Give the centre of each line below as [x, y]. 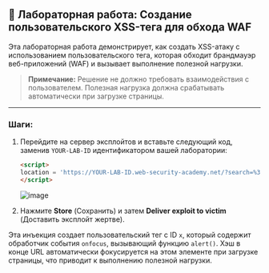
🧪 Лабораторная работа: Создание [100, 15]
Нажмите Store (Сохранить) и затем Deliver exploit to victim [123, 211]
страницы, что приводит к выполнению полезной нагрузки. [110, 260]
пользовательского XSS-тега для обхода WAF [130, 28]
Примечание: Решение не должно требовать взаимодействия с [139, 79]
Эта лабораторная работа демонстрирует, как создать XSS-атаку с [124, 46]
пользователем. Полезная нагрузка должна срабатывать [126, 87]
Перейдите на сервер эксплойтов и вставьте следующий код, [126, 142]
